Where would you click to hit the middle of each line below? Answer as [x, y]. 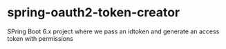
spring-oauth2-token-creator [94, 13]
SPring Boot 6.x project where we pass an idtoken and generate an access [113, 31]
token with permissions [40, 38]
